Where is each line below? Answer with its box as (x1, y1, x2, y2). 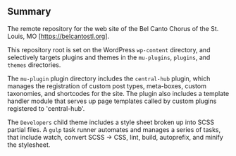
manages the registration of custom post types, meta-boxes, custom (7, 81, 206, 90)
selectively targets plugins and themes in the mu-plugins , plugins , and (7, 53, 211, 61)
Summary (7, 6, 51, 18)
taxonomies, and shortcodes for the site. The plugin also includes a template (7, 89, 230, 97)
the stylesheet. (7, 140, 51, 149)
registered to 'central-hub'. (7, 104, 85, 112)
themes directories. (7, 60, 61, 69)
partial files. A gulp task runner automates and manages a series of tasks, (7, 125, 221, 133)
